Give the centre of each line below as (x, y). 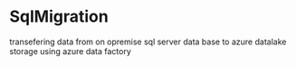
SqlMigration (59, 17)
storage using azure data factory (70, 51)
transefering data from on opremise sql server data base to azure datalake (148, 42)
